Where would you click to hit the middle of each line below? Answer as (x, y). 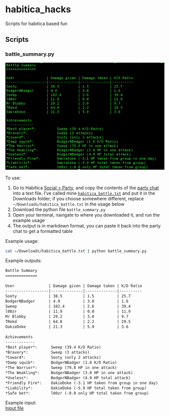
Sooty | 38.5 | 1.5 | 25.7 (68, 296)
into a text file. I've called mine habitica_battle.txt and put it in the (84, 193)
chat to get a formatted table (42, 231)
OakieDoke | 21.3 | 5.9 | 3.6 (67, 327)
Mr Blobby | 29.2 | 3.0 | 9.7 (67, 317)
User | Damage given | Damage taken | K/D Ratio (74, 286)
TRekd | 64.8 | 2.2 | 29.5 (68, 322)
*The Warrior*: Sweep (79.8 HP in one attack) (61, 368)
